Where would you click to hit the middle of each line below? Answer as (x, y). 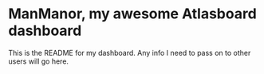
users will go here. (39, 61)
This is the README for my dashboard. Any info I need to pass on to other (130, 53)
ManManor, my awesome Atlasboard (132, 14)
